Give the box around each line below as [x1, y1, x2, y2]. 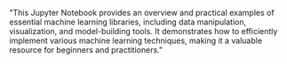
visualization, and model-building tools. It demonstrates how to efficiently [9, 26, 278, 36]
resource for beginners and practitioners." [9, 45, 163, 55]
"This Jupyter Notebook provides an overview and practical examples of [9, 8, 275, 18]
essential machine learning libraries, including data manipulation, [9, 17, 247, 27]
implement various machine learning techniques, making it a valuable [9, 35, 263, 46]
